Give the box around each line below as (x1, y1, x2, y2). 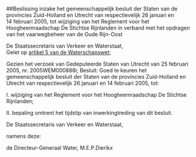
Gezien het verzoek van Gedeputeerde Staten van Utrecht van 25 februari (6, 60, 189, 67)
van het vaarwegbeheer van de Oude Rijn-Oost (6, 31, 123, 38)
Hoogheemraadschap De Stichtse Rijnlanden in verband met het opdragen (6, 24, 190, 31)
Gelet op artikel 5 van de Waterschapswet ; (6, 49, 111, 56)
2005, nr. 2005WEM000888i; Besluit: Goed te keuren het (6, 67, 147, 74)
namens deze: (6, 132, 41, 140)
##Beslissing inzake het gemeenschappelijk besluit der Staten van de (6, 5, 178, 12)
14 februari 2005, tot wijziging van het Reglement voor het (6, 18, 150, 25)
